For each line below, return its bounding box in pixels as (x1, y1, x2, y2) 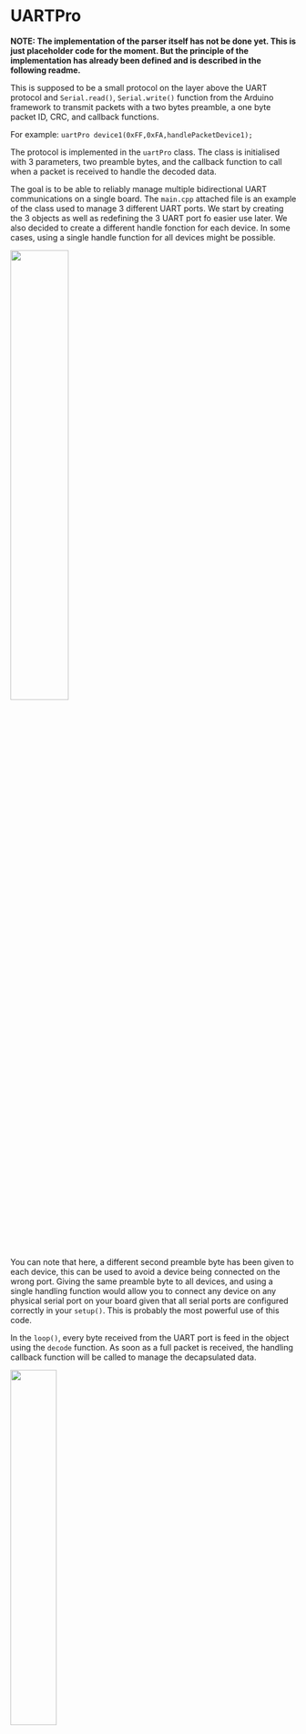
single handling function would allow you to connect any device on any (10, 1285, 277, 1296)
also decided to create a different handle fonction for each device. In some (10, 222, 291, 233)
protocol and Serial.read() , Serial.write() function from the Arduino (10, 92, 274, 103)
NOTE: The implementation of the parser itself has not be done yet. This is (10, 36, 297, 46)
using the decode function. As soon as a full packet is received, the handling (10, 1341, 294, 1352)
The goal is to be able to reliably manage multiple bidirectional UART (10, 183, 268, 194)
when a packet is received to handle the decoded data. (10, 166, 217, 177)
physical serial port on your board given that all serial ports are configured (10, 1295, 290, 1306)
